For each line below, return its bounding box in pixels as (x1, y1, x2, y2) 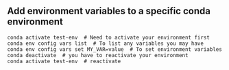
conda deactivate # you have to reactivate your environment (7, 52, 189, 58)
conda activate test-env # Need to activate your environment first (7, 34, 210, 41)
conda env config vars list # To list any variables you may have (7, 40, 204, 47)
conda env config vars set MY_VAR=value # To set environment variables (7, 46, 223, 53)
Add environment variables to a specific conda (7, 5, 211, 17)
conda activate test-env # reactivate (7, 58, 121, 65)
